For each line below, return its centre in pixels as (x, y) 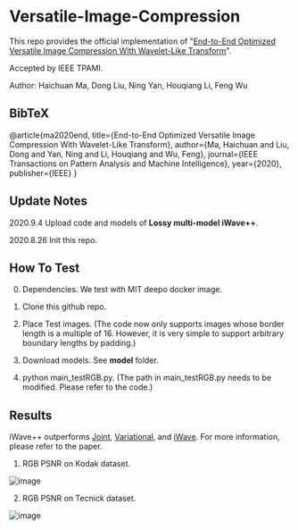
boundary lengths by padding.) (79, 343)
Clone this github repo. (64, 307)
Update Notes (48, 202)
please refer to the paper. (56, 446)
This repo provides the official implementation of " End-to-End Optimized (143, 41)
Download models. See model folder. (90, 360)
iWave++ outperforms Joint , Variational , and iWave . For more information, (145, 437)
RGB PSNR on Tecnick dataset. (79, 499)
